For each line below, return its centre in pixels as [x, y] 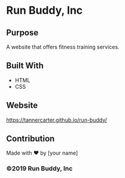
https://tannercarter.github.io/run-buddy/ [57, 120]
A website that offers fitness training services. [63, 47]
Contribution [31, 139]
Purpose [22, 33]
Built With [25, 66]
